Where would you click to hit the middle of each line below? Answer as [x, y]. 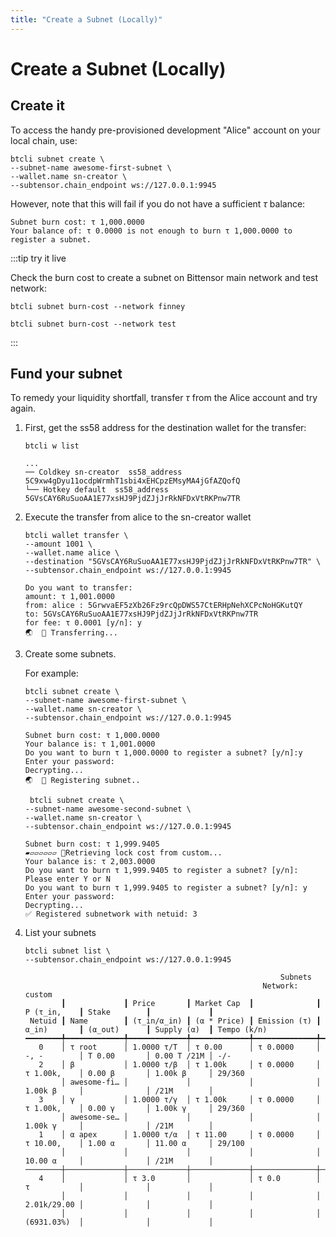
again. [23, 408]
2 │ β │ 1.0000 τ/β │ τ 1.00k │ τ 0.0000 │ [180, 1065]
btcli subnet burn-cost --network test [93, 324]
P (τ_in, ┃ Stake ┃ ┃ [119, 1012]
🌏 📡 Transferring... [71, 633]
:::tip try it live [38, 258]
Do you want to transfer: [78, 588]
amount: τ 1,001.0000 [69, 597]
